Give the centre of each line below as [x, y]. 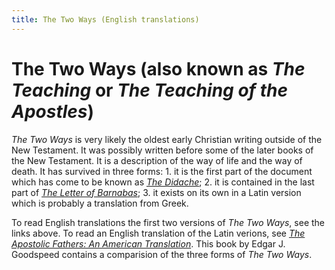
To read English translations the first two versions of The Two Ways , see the [168, 222]
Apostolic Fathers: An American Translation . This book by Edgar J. [148, 243]
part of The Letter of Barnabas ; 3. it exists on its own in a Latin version [156, 192]
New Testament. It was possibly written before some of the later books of [162, 150]
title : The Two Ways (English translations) [105, 19]
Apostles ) [53, 111]
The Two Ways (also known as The [158, 68]
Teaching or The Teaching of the [149, 90]
